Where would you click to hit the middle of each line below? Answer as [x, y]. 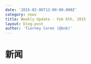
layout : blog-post [24, 24]
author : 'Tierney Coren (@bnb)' [39, 28]
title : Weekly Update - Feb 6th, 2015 [45, 19]
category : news [21, 14]
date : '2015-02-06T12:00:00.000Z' [41, 10]
